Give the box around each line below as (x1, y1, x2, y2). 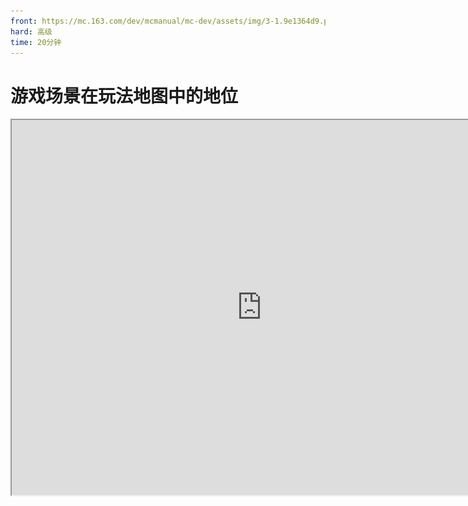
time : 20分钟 (10, 37, 62, 47)
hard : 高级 (10, 26, 53, 37)
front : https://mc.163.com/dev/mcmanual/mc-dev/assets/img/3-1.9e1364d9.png (10, 16, 338, 26)
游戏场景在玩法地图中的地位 (10, 85, 239, 107)
